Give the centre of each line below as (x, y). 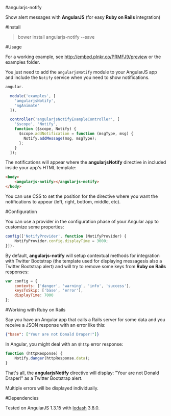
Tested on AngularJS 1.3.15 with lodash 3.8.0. (53, 408)
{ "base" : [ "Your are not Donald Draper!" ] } (52, 334)
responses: (17, 272)
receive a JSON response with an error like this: (55, 325)
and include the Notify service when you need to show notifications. (77, 77)
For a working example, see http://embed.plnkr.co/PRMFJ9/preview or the (83, 57)
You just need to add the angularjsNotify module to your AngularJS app (81, 72)
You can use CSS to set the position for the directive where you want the (82, 196)
